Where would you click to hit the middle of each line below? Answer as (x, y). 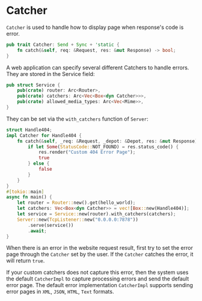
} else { (39, 163)
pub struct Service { (33, 85)
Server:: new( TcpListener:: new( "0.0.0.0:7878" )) (78, 220)
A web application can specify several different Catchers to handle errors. (98, 68)
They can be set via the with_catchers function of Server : (77, 119)
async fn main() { (29, 197)
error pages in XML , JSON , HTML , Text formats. (60, 292)
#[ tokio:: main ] (25, 192)
